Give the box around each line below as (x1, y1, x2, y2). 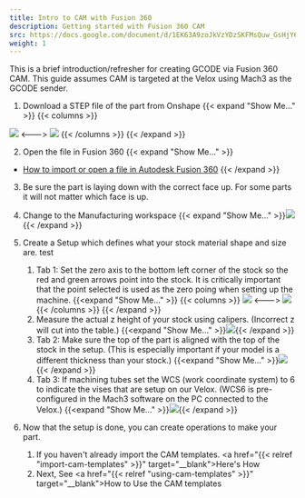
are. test (22, 247, 54, 258)
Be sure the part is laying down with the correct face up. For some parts (22, 182, 292, 193)
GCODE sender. (9, 83, 68, 94)
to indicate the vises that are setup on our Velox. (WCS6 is (35, 383, 254, 395)
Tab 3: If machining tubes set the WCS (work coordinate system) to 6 (35, 374, 295, 385)
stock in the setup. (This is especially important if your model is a (35, 344, 280, 355)
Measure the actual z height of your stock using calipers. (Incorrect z (35, 314, 295, 325)
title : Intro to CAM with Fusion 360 (9, 13, 152, 23)
